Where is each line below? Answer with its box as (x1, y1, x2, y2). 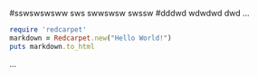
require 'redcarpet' (9, 25, 88, 34)
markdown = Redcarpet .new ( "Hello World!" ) (9, 33, 172, 43)
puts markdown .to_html (9, 42, 95, 51)
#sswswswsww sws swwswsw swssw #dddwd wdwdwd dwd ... (9, 8, 251, 18)
